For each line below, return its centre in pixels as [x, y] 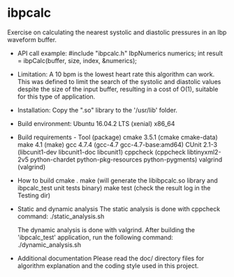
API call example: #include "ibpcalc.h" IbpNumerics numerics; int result [120, 53]
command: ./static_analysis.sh [61, 216]
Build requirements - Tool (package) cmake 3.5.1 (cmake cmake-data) [117, 137]
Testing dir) [34, 195]
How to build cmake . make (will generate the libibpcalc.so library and [117, 180]
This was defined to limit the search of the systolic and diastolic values [119, 81]
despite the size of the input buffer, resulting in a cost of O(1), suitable [118, 89]
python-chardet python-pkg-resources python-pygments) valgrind [126, 159]
